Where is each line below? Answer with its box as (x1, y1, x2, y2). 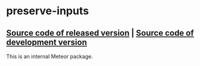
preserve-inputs (6, 4, 90, 18)
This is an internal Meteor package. (6, 53, 93, 60)
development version (6, 37, 87, 47)
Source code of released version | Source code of (6, 28, 194, 38)
